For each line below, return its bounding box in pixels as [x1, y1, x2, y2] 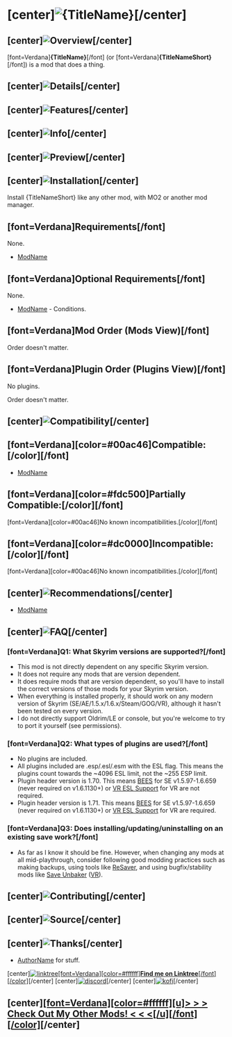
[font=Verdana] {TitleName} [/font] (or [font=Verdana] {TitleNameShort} [7, 53, 212, 61]
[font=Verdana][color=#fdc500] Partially [7, 488, 186, 500]
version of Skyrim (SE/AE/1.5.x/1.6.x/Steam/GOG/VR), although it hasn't [17, 699, 221, 708]
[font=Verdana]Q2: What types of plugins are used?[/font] [7, 738, 208, 748]
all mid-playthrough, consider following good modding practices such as [17, 855, 226, 864]
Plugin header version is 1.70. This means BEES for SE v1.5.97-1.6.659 [17, 777, 217, 785]
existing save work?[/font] [7, 832, 99, 842]
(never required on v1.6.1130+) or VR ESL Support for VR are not [17, 784, 200, 793]
